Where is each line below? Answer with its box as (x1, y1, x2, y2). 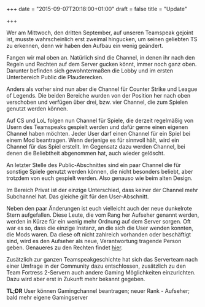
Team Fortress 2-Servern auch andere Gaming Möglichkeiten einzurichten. (6, 269, 196, 276)
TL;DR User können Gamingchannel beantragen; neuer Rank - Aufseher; (6, 287, 190, 294)
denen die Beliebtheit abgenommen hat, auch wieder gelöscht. (6, 150, 165, 157)
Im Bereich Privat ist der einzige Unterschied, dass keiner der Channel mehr (6, 187, 198, 193)
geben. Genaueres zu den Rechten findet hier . (6, 244, 123, 251)
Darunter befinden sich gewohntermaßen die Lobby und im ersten (6, 67, 174, 74)
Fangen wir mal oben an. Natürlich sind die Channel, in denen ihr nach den (6, 54, 195, 61)
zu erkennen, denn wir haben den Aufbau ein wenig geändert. (6, 42, 164, 49)
